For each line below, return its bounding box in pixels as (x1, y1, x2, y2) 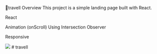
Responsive (5, 34, 29, 39)
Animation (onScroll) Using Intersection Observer (5, 24, 106, 30)
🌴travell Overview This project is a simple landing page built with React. (5, 5, 152, 10)
